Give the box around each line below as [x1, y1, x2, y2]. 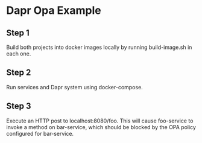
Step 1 [6, 28, 30, 38]
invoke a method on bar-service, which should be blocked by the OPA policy [6, 123, 196, 130]
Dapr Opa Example [6, 4, 101, 17]
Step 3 [6, 101, 31, 112]
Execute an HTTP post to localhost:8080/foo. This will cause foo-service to [6, 117, 194, 124]
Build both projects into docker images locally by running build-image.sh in [6, 43, 192, 51]
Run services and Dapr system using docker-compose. [6, 83, 143, 91]
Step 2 [6, 68, 31, 78]
